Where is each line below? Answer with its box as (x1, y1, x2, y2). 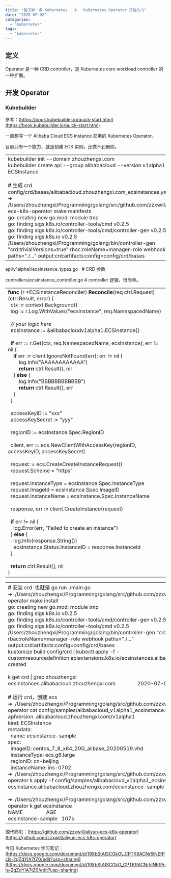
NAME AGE (8, 809, 57, 816)
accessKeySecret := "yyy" (10, 416, 73, 423)
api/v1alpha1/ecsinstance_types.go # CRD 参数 (5, 266, 106, 272)
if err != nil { (10, 518, 39, 525)
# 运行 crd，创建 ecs (8, 693, 58, 701)
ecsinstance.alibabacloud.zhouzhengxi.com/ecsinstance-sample (8, 783, 164, 790)
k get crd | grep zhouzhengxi (8, 674, 77, 681)
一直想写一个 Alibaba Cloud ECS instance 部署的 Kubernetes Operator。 (5, 133, 157, 139)
